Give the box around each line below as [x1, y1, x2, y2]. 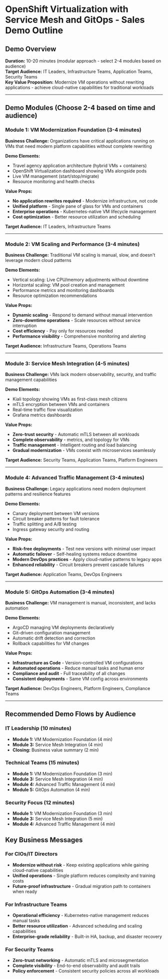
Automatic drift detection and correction [12, 635, 95, 641]
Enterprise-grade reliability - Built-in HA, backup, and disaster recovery [12, 933, 162, 939]
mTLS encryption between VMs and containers [12, 401, 110, 407]
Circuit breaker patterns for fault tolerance [12, 515, 100, 521]
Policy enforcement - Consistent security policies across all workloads [12, 968, 159, 974]
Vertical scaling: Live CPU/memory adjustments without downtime [12, 276, 149, 282]
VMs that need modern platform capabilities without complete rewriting [5, 143, 152, 149]
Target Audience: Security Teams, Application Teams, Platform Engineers [5, 457, 158, 463]
